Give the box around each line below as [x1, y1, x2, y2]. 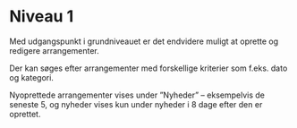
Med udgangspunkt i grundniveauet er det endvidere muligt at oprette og [9, 36, 279, 47]
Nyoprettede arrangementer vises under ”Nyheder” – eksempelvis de [9, 90, 266, 100]
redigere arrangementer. [9, 45, 100, 55]
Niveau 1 [9, 6, 74, 27]
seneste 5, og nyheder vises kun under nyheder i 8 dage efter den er [9, 98, 263, 109]
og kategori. [9, 72, 54, 82]
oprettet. [9, 108, 41, 119]
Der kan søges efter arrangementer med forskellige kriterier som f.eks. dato [9, 63, 288, 73]
